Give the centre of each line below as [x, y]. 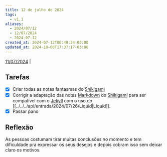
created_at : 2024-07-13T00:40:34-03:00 [47, 43]
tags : [11, 15]
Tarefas [18, 77]
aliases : [14, 24]
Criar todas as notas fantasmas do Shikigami [59, 89]
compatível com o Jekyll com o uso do [52, 100]
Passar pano [25, 111]
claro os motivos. [23, 150]
